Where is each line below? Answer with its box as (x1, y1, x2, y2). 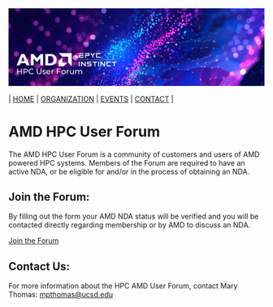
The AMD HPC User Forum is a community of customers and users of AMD (8, 149, 260, 159)
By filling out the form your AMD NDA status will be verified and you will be (8, 211, 259, 222)
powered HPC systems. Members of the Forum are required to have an (8, 158, 245, 167)
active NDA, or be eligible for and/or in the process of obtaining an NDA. (8, 166, 250, 176)
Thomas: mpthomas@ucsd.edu (8, 290, 114, 300)
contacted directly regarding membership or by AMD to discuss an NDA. (8, 220, 251, 230)
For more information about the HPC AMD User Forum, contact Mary (8, 281, 238, 291)
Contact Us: (8, 259, 71, 273)
